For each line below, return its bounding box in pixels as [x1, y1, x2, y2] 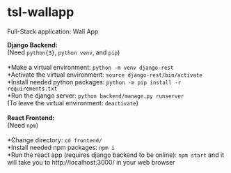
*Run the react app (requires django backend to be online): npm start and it [7, 151, 225, 159]
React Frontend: [7, 113, 55, 122]
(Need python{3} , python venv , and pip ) [7, 48, 120, 57]
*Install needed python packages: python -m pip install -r [7, 77, 182, 86]
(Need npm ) [7, 121, 39, 129]
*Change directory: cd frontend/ [7, 135, 102, 144]
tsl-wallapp [7, 4, 74, 20]
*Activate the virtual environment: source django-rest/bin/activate [7, 70, 203, 79]
